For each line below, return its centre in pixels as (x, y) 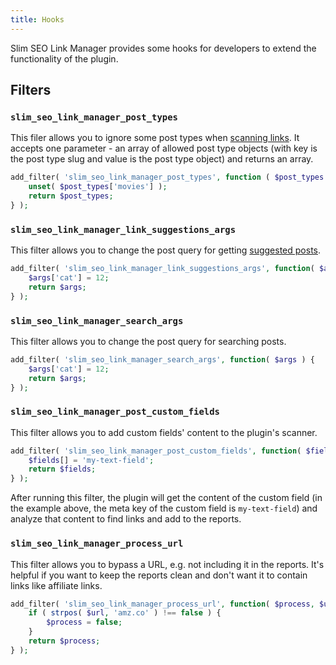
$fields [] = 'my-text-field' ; (91, 460)
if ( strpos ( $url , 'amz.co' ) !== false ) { (125, 613)
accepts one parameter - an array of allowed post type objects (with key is (164, 148)
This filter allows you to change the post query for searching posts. (148, 341)
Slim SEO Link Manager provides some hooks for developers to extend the (163, 48)
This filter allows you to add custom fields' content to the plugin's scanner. (164, 432)
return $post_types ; (71, 196)
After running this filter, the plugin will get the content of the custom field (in (166, 498)
